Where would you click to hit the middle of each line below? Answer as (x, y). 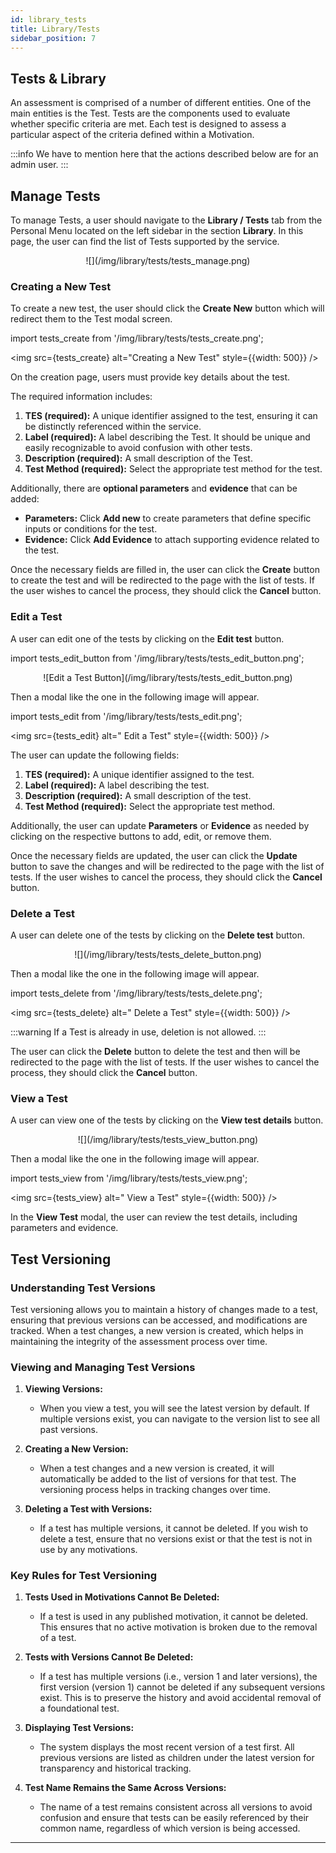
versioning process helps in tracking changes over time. (155, 1490)
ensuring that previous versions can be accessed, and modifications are (159, 1320)
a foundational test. (79, 1708)
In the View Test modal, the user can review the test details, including (154, 1217)
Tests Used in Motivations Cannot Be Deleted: (122, 1597)
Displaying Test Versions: (79, 1728)
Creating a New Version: (76, 1449)
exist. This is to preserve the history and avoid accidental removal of (180, 1698)
